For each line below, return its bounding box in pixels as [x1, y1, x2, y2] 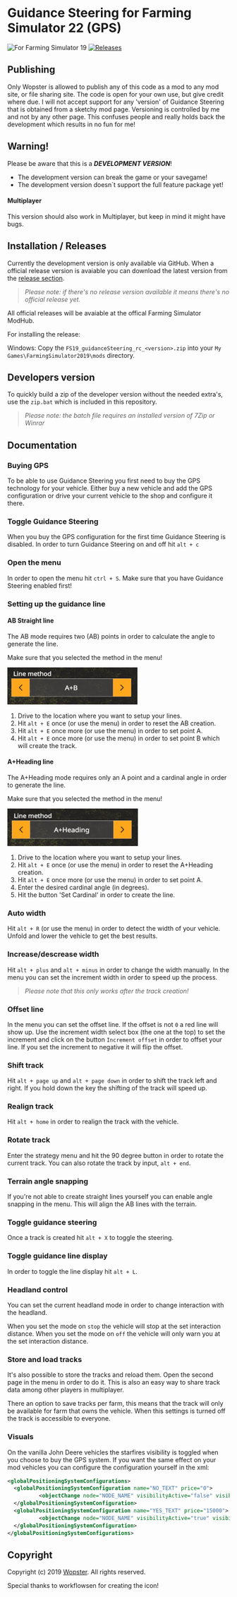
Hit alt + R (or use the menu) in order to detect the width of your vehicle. [7, 924, 221, 933]
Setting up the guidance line [7, 598, 106, 608]
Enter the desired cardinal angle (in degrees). [17, 884, 150, 891]
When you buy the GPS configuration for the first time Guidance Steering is [7, 533, 226, 541]
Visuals [7, 1432, 34, 1442]
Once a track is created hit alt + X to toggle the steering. [7, 1234, 174, 1242]
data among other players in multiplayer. [7, 1385, 125, 1394]
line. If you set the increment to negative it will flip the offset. [7, 1042, 183, 1051]
